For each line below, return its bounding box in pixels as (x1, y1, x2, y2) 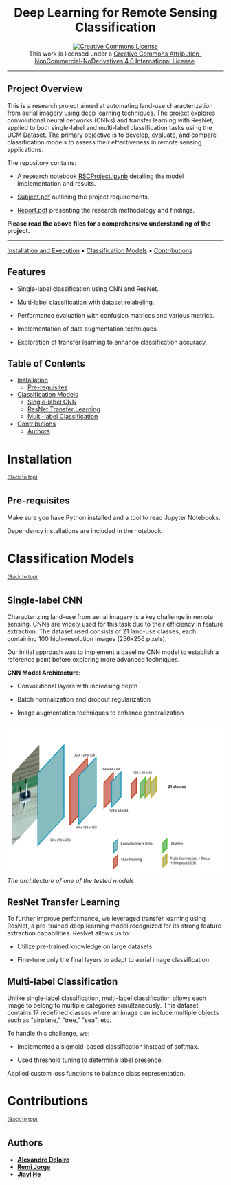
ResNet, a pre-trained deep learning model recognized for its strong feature (7, 922, 222, 930)
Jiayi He (16, 1170, 41, 1178)
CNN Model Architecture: (7, 668, 81, 677)
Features (7, 266, 46, 278)
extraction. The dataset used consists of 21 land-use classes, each (7, 627, 197, 635)
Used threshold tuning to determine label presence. (16, 1056, 164, 1064)
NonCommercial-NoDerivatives (34, 56, 124, 65)
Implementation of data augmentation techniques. (16, 325, 159, 333)
